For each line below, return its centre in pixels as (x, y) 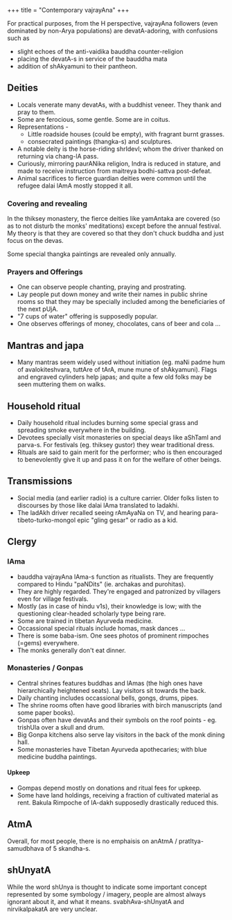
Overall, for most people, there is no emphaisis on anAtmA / (92, 841)
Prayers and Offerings (45, 272)
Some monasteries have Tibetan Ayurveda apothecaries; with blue (112, 749)
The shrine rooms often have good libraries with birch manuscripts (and (119, 705)
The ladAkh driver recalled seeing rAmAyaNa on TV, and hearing (109, 512)
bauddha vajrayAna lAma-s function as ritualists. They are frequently (115, 577)
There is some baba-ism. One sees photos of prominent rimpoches (113, 635)
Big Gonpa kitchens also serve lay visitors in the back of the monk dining (121, 734)
